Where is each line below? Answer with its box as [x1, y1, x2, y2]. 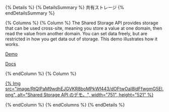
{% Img [5, 80, 21, 86]
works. [5, 41, 20, 47]
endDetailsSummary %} [5, 10, 55, 16]
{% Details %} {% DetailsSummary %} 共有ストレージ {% [5, 5, 125, 10]
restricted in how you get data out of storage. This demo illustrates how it [5, 36, 158, 42]
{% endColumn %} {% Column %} [5, 71, 77, 77]
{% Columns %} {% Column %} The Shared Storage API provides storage [5, 20, 158, 26]
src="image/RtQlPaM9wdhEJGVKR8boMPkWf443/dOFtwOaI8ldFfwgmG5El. [5, 86, 164, 92]
